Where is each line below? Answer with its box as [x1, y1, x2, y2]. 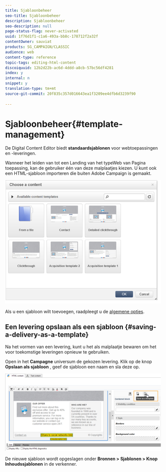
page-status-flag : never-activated [5, 29, 79, 34]
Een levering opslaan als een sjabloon [5, 323, 124, 331]
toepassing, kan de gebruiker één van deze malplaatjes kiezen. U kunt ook [5, 165, 157, 171]
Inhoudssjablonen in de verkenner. [5, 461, 78, 467]
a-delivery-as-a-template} [5, 331, 89, 339]
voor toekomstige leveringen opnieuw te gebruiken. [5, 349, 110, 355]
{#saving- [124, 323, 157, 331]
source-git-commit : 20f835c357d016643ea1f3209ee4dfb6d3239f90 [5, 91, 136, 96]
